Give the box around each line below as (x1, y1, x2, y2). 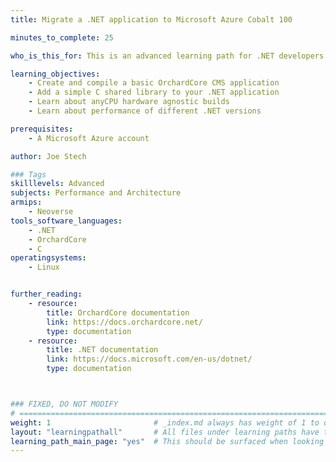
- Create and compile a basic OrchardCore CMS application (28, 78, 280, 88)
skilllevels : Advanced (10, 179, 105, 189)
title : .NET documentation (46, 345, 159, 355)
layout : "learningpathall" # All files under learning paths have (10, 427, 320, 437)
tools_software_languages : (10, 216, 123, 226)
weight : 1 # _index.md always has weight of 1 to (10, 417, 320, 428)
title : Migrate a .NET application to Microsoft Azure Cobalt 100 (10, 14, 293, 25)
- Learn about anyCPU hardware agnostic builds (28, 97, 230, 107)
